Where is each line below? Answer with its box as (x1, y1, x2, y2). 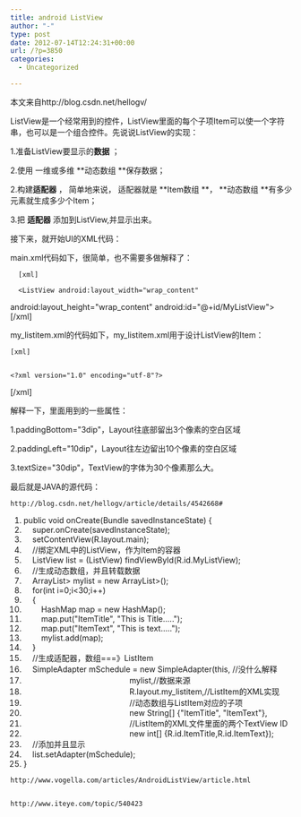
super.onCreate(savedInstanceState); (31, 524, 171, 535)
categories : (10, 55, 55, 64)
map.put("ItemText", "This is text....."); (40, 623, 181, 633)
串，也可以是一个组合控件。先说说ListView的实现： (10, 126, 199, 137)
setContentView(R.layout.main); (31, 534, 150, 545)
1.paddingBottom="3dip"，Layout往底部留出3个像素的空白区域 (10, 424, 241, 434)
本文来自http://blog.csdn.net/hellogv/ (10, 96, 147, 107)
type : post (10, 30, 51, 39)
